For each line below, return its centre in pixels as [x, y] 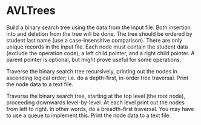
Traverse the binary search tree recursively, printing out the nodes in [92, 71]
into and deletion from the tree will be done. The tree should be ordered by [99, 33]
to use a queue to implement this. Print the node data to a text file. [89, 115]
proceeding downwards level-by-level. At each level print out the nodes [95, 102]
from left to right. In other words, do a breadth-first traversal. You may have [100, 109]
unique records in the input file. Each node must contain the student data [97, 47]
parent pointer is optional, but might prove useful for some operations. [94, 59]
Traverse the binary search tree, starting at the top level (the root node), [96, 96]
